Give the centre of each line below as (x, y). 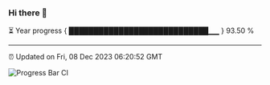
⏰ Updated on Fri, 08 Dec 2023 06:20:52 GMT (86, 57)
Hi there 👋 (28, 13)
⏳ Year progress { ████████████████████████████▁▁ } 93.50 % (131, 30)
